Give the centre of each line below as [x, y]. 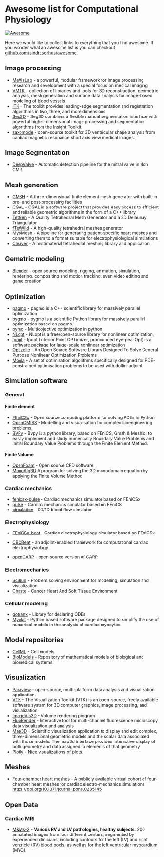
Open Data [21, 804]
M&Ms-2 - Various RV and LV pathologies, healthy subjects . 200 [79, 829]
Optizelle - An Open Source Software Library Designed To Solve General [85, 350]
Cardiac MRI [20, 818]
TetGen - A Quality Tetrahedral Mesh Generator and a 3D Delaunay [80, 218]
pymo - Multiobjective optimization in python [57, 329]
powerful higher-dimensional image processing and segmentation [78, 121]
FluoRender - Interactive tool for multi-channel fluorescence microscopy [85, 720]
